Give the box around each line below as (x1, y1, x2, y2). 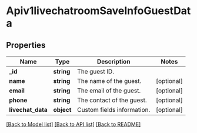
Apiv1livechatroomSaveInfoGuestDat (6, 4, 191, 18)
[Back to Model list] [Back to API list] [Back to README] (6, 121, 141, 128)
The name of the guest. (77, 77, 142, 85)
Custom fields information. (77, 106, 151, 114)
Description (96, 58, 131, 65)
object (53, 106, 72, 114)
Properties (6, 40, 46, 50)
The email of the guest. (77, 87, 141, 95)
